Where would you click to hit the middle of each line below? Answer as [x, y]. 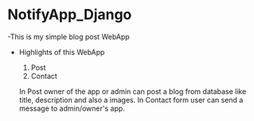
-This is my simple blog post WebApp [69, 37]
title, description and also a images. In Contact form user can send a [131, 100]
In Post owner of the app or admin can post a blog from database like [133, 91]
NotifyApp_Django [70, 15]
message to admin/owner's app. [72, 108]
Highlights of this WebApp [62, 52]
